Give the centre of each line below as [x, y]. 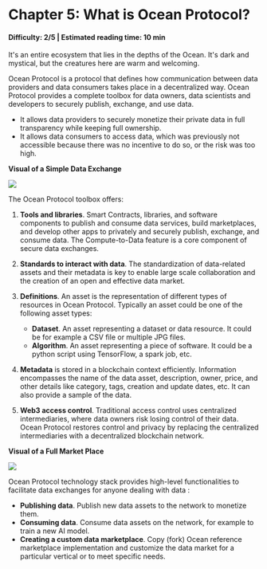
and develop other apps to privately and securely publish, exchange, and [139, 232]
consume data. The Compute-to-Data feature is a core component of [133, 240]
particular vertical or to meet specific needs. [92, 556]
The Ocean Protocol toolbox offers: [66, 199]
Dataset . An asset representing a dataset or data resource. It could [142, 329]
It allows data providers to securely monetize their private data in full [132, 120]
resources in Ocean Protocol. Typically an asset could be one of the [131, 305]
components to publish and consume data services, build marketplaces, [138, 223]
